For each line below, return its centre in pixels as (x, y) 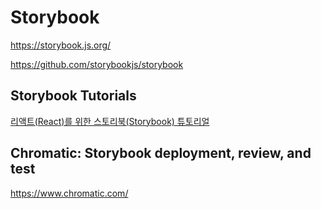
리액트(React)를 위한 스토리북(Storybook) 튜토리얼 (110, 121)
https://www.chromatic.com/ (69, 193)
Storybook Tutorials (73, 96)
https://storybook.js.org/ (61, 45)
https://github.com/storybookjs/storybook (97, 64)
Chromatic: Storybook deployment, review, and (161, 153)
